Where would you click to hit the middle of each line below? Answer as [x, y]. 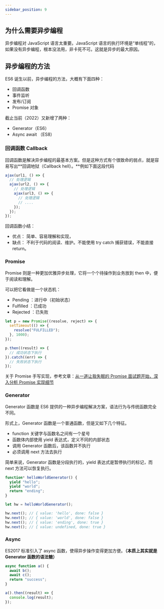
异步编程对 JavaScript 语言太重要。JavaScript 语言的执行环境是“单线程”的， [82, 43]
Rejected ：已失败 [30, 312]
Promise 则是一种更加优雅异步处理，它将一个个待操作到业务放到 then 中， [79, 273]
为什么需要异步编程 [34, 31]
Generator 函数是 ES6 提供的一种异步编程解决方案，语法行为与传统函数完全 [81, 406]
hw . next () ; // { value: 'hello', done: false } [54, 513]
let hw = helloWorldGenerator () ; [39, 504]
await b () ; [20, 570]
